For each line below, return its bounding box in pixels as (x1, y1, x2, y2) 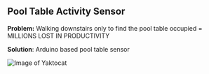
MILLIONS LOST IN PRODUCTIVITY (7, 31, 110, 40)
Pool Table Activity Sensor (7, 6, 126, 17)
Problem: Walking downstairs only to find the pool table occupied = (7, 24, 203, 32)
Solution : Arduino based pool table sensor (7, 45, 130, 53)
